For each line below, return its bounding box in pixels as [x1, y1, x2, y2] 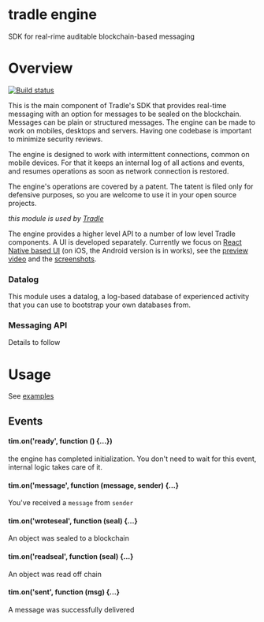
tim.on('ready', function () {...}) [8, 437, 113, 446]
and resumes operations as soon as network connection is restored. [8, 166, 229, 175]
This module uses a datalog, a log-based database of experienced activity [8, 292, 250, 302]
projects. [8, 198, 37, 208]
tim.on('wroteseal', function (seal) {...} [8, 515, 138, 526]
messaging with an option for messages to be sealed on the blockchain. [8, 109, 242, 118]
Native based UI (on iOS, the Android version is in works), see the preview [8, 245, 248, 255]
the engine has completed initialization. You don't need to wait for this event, [8, 454, 257, 463]
